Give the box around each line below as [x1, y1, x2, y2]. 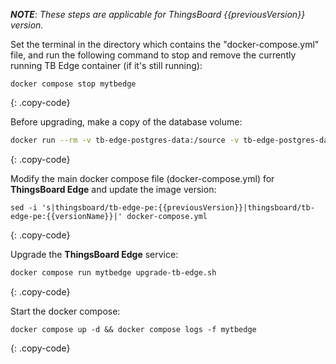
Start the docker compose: [10, 305, 121, 317]
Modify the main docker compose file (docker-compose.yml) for [10, 172, 275, 184]
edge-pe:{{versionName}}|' [10, 211, 123, 221]
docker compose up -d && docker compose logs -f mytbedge [10, 324, 257, 334]
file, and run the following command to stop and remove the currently [10, 49, 297, 61]
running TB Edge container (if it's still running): [10, 60, 203, 71]
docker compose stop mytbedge [10, 79, 137, 89]
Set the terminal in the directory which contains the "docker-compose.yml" [10, 39, 320, 50]
